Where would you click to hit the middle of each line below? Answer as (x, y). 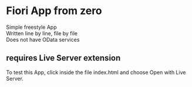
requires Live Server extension (63, 58)
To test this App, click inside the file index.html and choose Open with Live (96, 72)
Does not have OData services (43, 39)
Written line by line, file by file (42, 33)
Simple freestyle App (31, 27)
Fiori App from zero (54, 11)
